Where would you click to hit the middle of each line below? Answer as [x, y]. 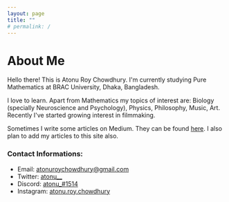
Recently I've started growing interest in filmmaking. [81, 116]
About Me [36, 61]
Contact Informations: [45, 154]
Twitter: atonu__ [39, 176]
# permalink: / [29, 26]
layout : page [26, 13]
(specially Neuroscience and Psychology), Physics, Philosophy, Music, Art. [113, 108]
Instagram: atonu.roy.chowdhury [64, 191]
